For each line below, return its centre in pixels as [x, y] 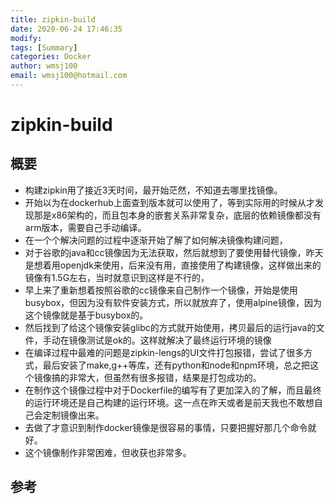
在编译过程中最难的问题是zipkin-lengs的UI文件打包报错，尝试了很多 [164, 352]
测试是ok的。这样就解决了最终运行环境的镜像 [179, 340]
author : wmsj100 [44, 66]
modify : [26, 38]
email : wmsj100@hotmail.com [69, 76]
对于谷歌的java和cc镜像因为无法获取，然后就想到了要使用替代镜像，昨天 [174, 252]
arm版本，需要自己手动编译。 [85, 227]
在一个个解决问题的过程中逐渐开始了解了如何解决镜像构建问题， [156, 240]
